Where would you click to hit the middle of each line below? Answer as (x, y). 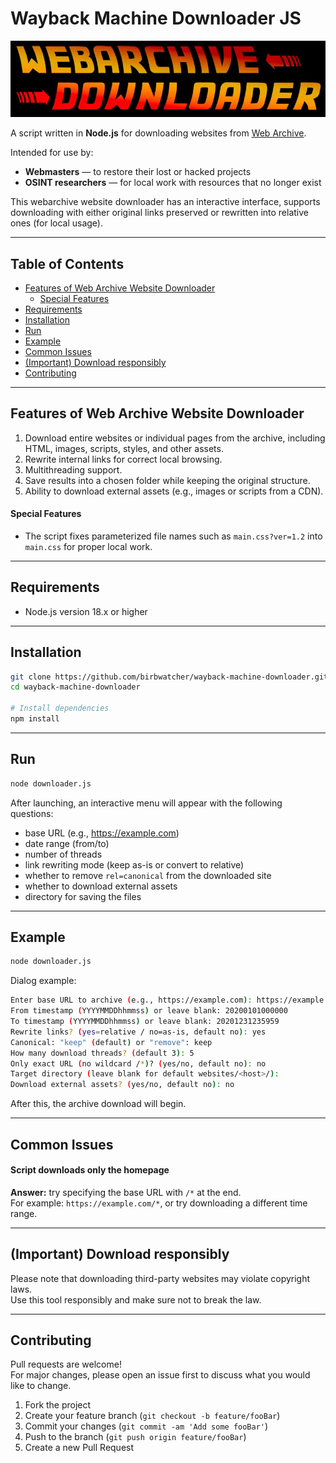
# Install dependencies (60, 708)
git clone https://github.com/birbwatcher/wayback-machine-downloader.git (169, 677)
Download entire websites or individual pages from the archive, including (175, 438)
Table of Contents (67, 263)
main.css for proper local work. (88, 546)
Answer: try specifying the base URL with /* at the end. (126, 1192)
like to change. (41, 1386)
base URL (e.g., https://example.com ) (102, 833)
